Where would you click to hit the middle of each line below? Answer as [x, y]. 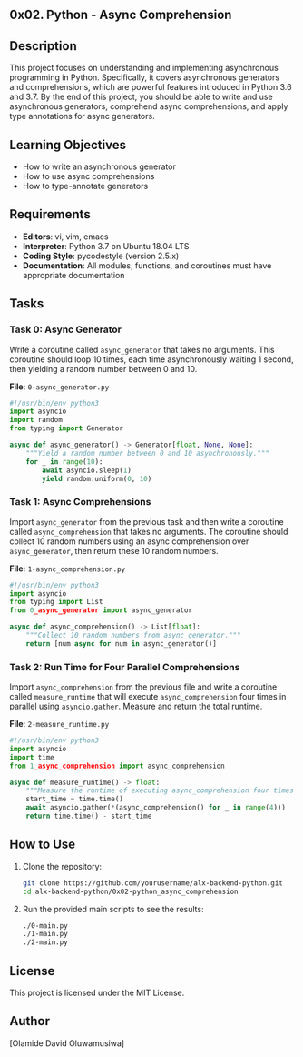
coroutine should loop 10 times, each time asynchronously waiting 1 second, [151, 359]
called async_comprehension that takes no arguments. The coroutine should [149, 531]
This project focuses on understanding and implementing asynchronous [144, 68]
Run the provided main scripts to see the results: [113, 909]
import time [32, 757]
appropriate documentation [73, 275]
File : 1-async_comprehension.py [67, 569]
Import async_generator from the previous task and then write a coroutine [147, 521]
